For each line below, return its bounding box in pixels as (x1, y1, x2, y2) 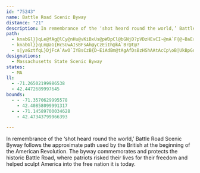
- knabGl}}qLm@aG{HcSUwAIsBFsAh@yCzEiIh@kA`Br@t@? (11, 42, 140, 48)
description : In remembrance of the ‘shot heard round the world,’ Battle (6, 25, 196, 32)
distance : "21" (6, 20, 44, 26)
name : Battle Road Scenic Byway (6, 14, 86, 20)
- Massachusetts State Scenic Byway (11, 58, 102, 64)
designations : (6, 53, 42, 59)
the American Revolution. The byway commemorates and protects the (6, 148, 178, 155)
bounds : (6, 92, 26, 97)
